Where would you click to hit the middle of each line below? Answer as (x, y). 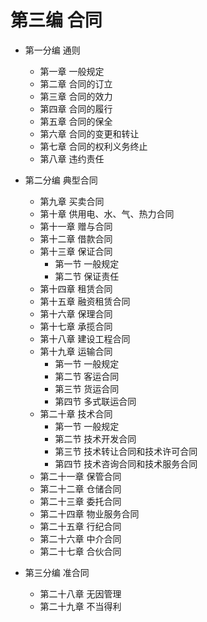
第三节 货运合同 (87, 388)
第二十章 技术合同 (76, 413)
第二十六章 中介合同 (80, 538)
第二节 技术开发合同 (95, 438)
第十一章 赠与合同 (76, 226)
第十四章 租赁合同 (76, 288)
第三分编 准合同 (57, 572)
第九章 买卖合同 (72, 201)
